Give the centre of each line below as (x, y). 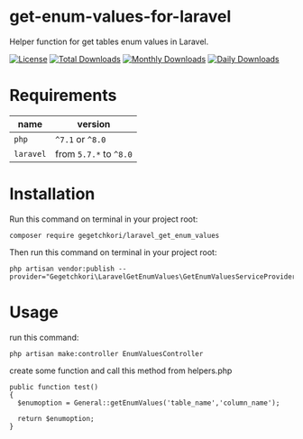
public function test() (54, 387)
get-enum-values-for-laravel (120, 17)
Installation (52, 194)
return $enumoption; (56, 418)
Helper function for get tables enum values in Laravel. (109, 41)
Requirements (63, 96)
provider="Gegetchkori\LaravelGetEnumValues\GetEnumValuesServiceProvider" (155, 277)
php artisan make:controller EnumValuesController (106, 353)
